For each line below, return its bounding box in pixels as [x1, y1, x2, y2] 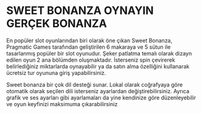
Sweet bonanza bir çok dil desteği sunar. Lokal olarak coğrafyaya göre [6, 80, 183, 88]
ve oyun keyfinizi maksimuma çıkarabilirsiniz [6, 100, 118, 107]
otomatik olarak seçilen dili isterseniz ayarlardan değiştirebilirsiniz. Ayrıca [6, 87, 190, 94]
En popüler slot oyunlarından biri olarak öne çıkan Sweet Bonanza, [6, 37, 173, 44]
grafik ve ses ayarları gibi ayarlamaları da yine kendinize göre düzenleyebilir [6, 94, 197, 101]
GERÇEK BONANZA [6, 16, 108, 30]
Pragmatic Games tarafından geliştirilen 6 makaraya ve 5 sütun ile [6, 43, 171, 51]
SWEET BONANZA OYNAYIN [6, 4, 154, 18]
